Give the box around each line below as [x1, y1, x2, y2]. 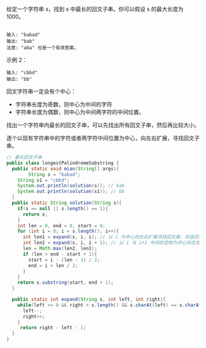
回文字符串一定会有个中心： [6, 88, 77, 95]
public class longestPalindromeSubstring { [6, 160, 120, 166]
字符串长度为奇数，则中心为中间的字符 [15, 100, 112, 108]
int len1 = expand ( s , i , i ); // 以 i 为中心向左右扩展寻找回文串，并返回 [22, 234, 199, 240]
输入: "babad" [6, 32, 41, 38]
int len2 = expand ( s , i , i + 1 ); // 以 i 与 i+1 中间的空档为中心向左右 [22, 240, 200, 246]
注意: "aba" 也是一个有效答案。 [6, 45, 79, 51]
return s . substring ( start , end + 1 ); [17, 279, 114, 286]
